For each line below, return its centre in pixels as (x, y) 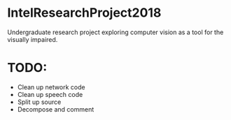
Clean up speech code (50, 94)
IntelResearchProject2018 (84, 13)
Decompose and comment (56, 109)
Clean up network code (51, 87)
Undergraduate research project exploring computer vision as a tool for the (115, 32)
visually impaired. (33, 39)
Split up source (39, 102)
